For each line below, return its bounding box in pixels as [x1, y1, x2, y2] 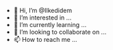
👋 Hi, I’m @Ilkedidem [13, 7, 73, 14]
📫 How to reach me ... [13, 36, 77, 43]
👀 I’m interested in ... [13, 14, 72, 22]
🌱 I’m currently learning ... [13, 21, 87, 28]
